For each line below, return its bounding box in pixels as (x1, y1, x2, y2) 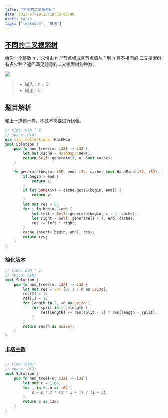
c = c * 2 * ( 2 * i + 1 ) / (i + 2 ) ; (31, 390, 108, 395)
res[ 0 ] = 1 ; (23, 291, 48, 296)
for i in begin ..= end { (23, 206, 72, 211)
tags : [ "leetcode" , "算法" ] (5, 21, 62, 26)
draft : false (5, 16, 32, 21)
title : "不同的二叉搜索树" (5, 7, 55, 12)
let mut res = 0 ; (23, 202, 59, 207)
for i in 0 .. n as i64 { (23, 385, 72, 390)
